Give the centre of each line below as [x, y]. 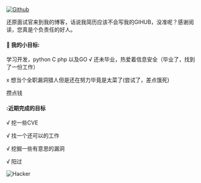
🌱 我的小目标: [23, 45]
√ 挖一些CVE [22, 123]
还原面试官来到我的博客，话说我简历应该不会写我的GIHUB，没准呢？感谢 [97, 22]
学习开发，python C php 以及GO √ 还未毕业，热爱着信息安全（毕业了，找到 [101, 59]
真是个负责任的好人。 [49, 30]
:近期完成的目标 [26, 108]
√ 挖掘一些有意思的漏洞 [36, 149]
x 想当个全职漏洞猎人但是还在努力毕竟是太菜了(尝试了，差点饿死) [88, 80]
